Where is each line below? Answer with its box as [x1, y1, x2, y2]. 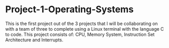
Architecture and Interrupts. [5, 37, 64, 43]
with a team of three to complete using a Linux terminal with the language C [5, 26, 164, 32]
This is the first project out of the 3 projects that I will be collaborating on [5, 20, 158, 27]
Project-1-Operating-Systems [5, 4, 134, 15]
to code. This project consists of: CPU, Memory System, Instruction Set [5, 31, 155, 37]
